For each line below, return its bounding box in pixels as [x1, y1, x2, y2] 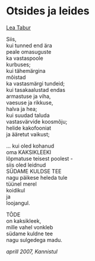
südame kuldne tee [6, 230, 53, 237]
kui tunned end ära [6, 42, 52, 49]
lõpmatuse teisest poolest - [6, 155, 73, 162]
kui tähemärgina [6, 67, 46, 74]
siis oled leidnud [6, 161, 46, 168]
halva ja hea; [6, 105, 37, 112]
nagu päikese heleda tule [6, 174, 68, 181]
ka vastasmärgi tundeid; [6, 79, 65, 87]
